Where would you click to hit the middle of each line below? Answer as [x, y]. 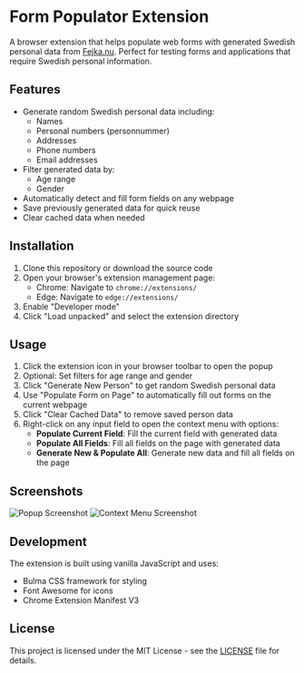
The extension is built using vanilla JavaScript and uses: [114, 563]
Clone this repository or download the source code [118, 268]
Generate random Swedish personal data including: [118, 112]
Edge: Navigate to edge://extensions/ [107, 297]
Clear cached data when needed [83, 217]
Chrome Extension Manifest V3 [81, 600]
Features [35, 89]
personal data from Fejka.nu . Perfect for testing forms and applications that [150, 51]
